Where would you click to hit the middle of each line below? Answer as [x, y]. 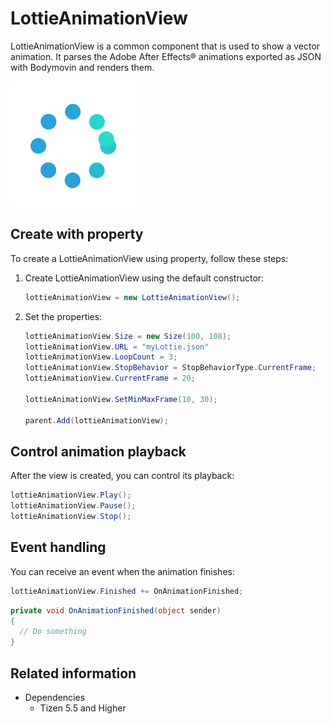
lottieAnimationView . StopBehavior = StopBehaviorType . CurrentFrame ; [170, 368]
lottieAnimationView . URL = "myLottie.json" [117, 347]
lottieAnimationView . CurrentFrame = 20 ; [110, 378]
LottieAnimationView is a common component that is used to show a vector [165, 46]
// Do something [53, 632]
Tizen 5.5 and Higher [83, 708]
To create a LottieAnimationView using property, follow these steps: [149, 258]
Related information [73, 673]
